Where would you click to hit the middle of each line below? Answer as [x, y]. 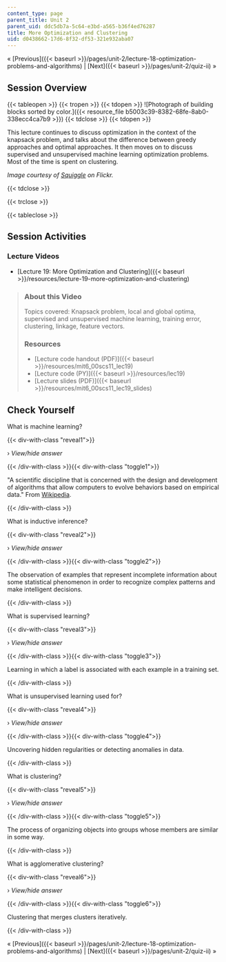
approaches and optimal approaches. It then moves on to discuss [100, 147]
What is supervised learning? [49, 616]
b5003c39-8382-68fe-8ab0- [167, 112]
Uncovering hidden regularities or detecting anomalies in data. [96, 750]
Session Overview [47, 88]
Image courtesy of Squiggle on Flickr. [60, 175]
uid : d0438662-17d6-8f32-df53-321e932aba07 [71, 39]
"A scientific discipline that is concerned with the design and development [112, 480]
